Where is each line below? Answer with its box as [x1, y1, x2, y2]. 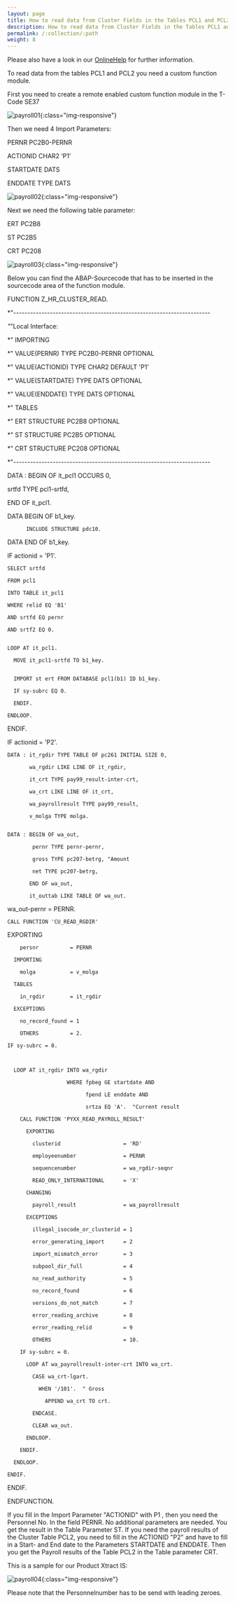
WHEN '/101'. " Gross [38, 1385, 105, 1392]
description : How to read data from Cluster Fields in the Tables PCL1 [7, 23, 220, 30]
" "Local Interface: [7, 322, 58, 331]
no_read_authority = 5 [32, 1275, 133, 1282]
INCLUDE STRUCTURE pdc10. [25, 526, 101, 533]
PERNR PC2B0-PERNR [7, 138, 72, 147]
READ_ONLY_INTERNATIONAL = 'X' [32, 1177, 139, 1184]
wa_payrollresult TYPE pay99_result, [29, 801, 139, 808]
